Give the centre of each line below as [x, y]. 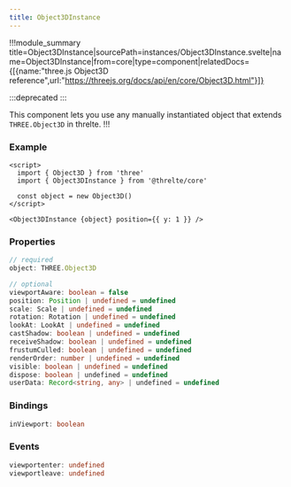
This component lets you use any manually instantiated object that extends [145, 114]
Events [24, 446]
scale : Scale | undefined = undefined [80, 309]
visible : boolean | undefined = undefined [88, 367]
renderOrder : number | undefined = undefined [94, 358]
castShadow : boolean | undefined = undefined [94, 334]
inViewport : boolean [47, 424]
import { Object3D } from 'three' [80, 173]
